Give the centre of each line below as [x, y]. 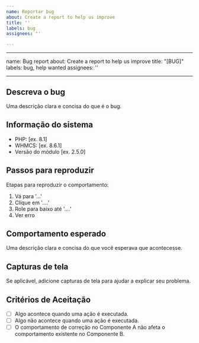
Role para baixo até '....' [43, 209]
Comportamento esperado [56, 234]
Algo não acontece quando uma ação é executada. [77, 320]
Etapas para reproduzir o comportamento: [57, 185]
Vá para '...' [28, 196]
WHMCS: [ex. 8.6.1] [38, 145]
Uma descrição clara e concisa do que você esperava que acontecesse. [94, 248]
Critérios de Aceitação [48, 299]
